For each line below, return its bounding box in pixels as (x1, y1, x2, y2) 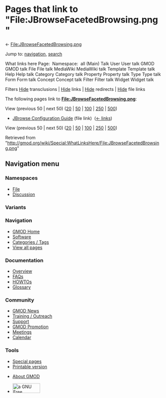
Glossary (12, 284, 31, 290)
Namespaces (5, 175, 38, 182)
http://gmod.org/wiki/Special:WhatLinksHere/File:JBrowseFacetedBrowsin (7, 140, 160, 146)
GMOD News (12, 308, 39, 314)
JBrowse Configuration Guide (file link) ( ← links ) (12, 115, 113, 121)
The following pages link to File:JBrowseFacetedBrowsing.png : (5, 96, 137, 102)
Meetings (12, 329, 32, 335)
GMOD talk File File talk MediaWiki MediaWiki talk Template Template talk (5, 66, 155, 72)
